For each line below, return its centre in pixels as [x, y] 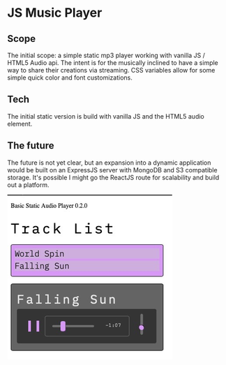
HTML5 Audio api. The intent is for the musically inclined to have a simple [113, 63]
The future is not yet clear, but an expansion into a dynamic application [109, 163]
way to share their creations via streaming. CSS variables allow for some [111, 70]
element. [20, 124]
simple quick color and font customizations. [70, 77]
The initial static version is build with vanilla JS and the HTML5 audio [106, 116]
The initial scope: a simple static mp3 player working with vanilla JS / [106, 55]
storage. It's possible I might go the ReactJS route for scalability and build [113, 177]
